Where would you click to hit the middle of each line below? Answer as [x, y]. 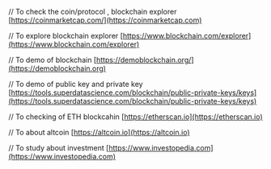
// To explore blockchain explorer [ [66, 36]
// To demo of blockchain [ [53, 60]
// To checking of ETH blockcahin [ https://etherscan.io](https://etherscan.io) [135, 117]
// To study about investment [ [59, 148]
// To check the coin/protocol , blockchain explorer [93, 12]
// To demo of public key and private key [76, 84]
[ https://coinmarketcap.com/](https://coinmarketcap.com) [105, 20]
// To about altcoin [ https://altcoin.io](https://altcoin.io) [99, 132]
